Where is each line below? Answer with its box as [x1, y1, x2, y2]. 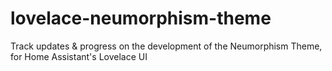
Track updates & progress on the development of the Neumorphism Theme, [10, 40, 323, 52]
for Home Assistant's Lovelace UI [10, 50, 148, 62]
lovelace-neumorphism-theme [10, 7, 272, 30]
